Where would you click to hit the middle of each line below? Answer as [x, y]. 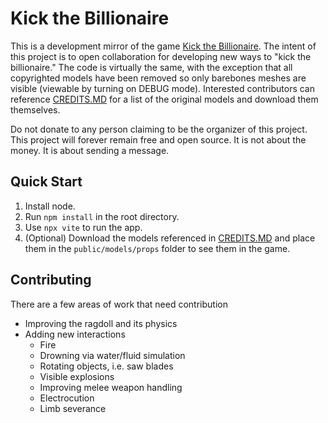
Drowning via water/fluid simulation [112, 355]
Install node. [50, 206]
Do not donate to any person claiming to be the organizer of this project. [159, 129]
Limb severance [73, 408]
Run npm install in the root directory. [102, 216]
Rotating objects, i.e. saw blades [106, 366]
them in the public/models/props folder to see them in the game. [157, 248]
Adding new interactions [75, 334]
